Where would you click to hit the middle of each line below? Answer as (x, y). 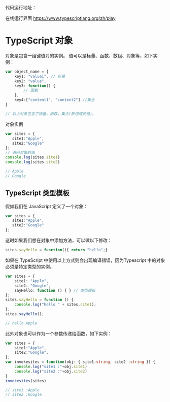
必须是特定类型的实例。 (30, 266)
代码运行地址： (21, 7)
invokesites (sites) (26, 381)
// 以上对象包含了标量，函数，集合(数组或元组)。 (51, 114)
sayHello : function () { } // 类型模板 (55, 290)
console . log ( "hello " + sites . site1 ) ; (55, 305)
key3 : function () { (35, 86)
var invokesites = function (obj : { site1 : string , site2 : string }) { (80, 362)
